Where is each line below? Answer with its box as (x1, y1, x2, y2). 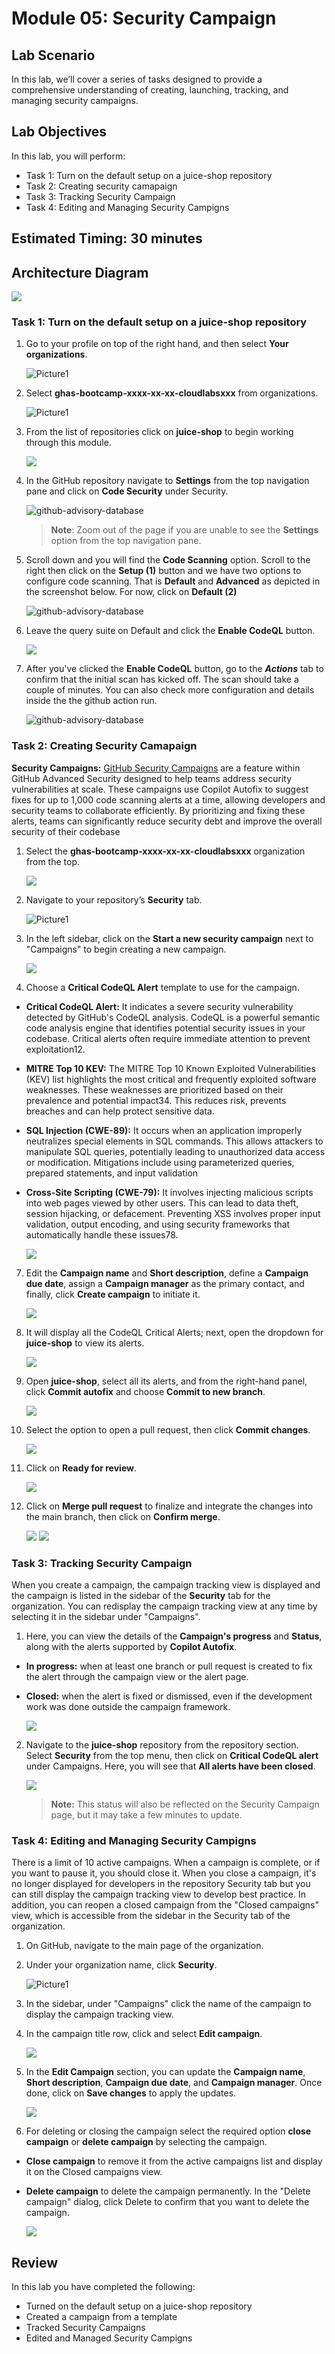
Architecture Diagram (11, 264, 149, 281)
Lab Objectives (11, 123, 108, 141)
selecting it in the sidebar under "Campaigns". (11, 1610, 201, 1622)
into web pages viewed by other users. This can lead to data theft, (25, 1197, 299, 1209)
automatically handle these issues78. (25, 1228, 179, 1241)
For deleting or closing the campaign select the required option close (25, 2125, 312, 2137)
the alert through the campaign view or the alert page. (25, 1670, 249, 1682)
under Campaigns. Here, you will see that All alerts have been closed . (25, 1760, 316, 1772)
